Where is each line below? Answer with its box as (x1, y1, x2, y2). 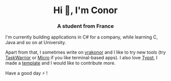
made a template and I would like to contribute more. (5, 60, 116, 66)
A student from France (57, 23, 114, 30)
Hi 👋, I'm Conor (53, 5, 118, 16)
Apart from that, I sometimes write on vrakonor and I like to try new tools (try (5, 49, 166, 55)
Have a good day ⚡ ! (5, 70, 48, 76)
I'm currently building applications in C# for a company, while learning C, (5, 34, 158, 40)
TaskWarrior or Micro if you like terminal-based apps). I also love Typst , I (5, 55, 158, 61)
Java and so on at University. (5, 39, 66, 46)
